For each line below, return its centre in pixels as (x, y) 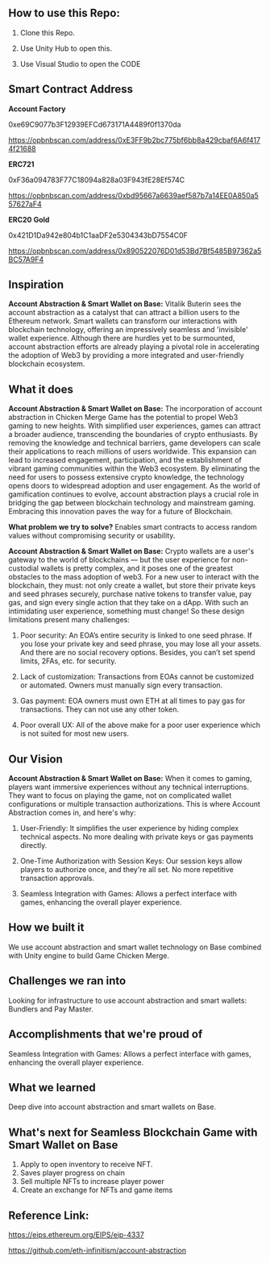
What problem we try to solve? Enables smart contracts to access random (133, 527)
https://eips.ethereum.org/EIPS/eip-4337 (77, 1234)
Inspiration (36, 285)
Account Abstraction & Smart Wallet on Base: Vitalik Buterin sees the (125, 304)
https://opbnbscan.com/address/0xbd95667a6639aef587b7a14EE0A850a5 (134, 195)
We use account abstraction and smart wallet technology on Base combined (135, 947)
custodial (23, 568)
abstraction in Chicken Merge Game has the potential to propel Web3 (123, 418)
